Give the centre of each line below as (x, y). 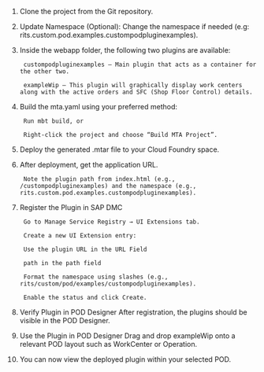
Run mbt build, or (54, 121)
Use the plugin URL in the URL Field (85, 249)
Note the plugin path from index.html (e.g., (99, 179)
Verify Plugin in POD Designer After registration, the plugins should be (133, 312)
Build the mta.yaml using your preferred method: (99, 107)
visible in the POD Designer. (65, 320)
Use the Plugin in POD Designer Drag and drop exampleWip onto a (127, 336)
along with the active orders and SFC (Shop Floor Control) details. (136, 92)
